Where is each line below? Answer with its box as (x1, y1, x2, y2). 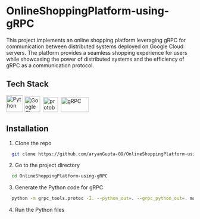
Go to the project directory (14, 162, 80, 169)
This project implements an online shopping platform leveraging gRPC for (6, 36, 186, 43)
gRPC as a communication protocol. (6, 61, 94, 69)
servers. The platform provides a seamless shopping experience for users (6, 49, 187, 56)
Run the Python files (14, 207, 65, 214)
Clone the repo (14, 139, 52, 146)
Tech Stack (6, 79, 49, 89)
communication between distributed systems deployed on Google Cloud (6, 43, 184, 50)
